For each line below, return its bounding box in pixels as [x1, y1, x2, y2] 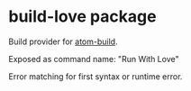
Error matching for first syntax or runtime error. [8, 70, 183, 82]
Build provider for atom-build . [8, 36, 118, 47]
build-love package [8, 6, 157, 27]
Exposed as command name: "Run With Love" [8, 53, 179, 64]
